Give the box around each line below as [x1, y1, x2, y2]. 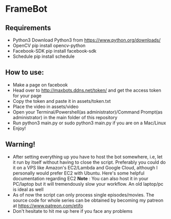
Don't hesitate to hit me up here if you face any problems [12, 208, 133, 214]
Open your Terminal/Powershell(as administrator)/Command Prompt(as [12, 108, 163, 115]
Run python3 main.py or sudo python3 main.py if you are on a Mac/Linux [12, 120, 166, 126]
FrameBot [5, 3, 47, 15]
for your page [12, 93, 42, 99]
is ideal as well [12, 186, 44, 192]
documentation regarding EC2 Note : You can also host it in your [12, 175, 149, 182]
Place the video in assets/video [12, 103, 79, 109]
